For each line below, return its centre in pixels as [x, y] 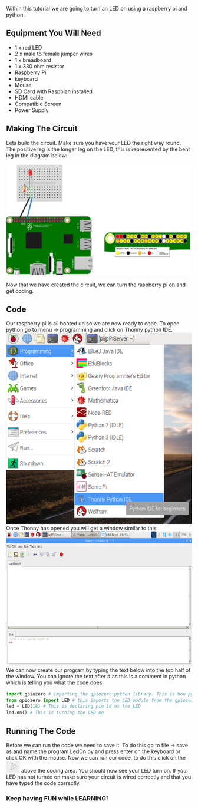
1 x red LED [28, 47]
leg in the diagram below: [37, 155]
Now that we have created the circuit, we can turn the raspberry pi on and [96, 285]
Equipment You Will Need [54, 33]
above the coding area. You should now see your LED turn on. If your [105, 770]
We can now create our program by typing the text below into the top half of [98, 670]
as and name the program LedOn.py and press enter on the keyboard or [93, 751]
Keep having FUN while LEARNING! [57, 798]
